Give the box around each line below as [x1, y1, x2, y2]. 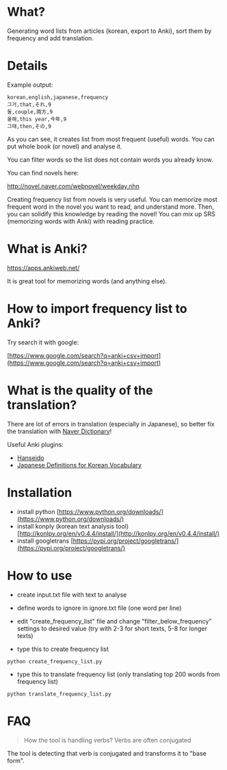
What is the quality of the [7, 383, 153, 398]
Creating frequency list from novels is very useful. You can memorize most [7, 195, 217, 203]
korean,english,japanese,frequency [7, 94, 109, 101]
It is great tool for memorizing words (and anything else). [7, 277, 168, 285]
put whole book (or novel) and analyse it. [7, 142, 122, 151]
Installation [7, 485, 72, 500]
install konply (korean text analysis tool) [16, 522, 129, 530]
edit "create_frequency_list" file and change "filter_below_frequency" [16, 617, 212, 625]
